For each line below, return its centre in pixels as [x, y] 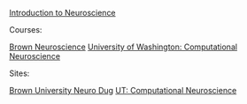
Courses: [26, 30]
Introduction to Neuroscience [63, 13]
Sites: [19, 73]
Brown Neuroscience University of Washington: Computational [123, 47]
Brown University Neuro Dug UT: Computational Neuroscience [123, 90]
